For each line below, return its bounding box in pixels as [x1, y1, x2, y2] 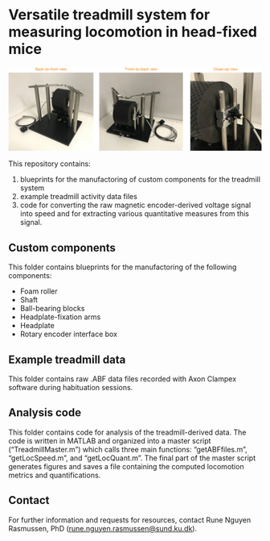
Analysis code [8, 406, 82, 420]
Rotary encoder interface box [19, 329, 118, 339]
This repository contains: [8, 159, 91, 169]
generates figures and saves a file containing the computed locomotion [8, 461, 244, 471]
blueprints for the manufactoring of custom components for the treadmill [19, 175, 261, 185]
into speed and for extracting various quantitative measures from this [19, 209, 249, 218]
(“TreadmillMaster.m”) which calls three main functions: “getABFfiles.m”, [8, 444, 247, 454]
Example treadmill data [8, 352, 126, 366]
